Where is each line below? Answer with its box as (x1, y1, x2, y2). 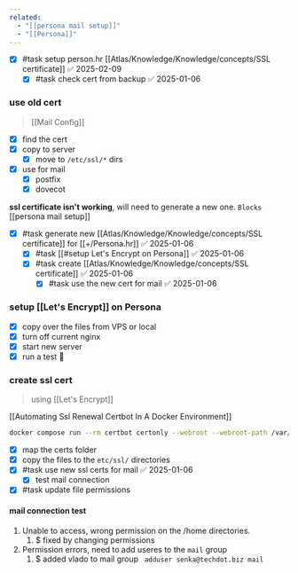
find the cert (21, 134, 68, 145)
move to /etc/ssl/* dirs (35, 153, 123, 164)
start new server (21, 341, 82, 351)
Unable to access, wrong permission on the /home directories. (21, 525, 251, 536)
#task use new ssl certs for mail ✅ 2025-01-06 (21, 465, 193, 475)
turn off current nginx (21, 331, 101, 341)
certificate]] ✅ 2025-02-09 (21, 64, 122, 75)
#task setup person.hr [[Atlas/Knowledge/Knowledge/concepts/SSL (21, 54, 271, 65)
